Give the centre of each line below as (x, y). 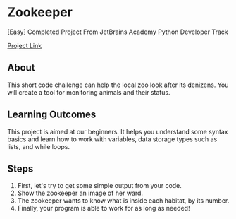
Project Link (25, 45)
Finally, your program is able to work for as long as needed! (104, 208)
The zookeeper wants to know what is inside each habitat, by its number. (123, 201)
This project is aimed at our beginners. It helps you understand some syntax (118, 131)
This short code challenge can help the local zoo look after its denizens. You (118, 85)
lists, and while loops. (39, 146)
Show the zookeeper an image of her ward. (80, 193)
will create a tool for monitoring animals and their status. (89, 92)
